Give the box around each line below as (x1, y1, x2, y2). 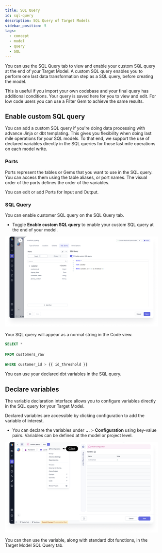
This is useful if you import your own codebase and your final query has (5, 88, 149, 94)
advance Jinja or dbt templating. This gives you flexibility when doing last (5, 131, 152, 136)
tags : (5, 28, 16, 34)
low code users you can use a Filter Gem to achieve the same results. (5, 98, 144, 104)
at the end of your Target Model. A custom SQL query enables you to (5, 68, 143, 74)
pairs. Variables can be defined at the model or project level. (12, 433, 133, 439)
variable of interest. (5, 418, 44, 424)
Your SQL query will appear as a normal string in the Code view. (5, 331, 132, 337)
